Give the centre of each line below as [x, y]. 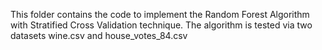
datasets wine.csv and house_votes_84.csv [99, 35]
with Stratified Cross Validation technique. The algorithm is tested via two [161, 25]
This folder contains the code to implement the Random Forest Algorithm [160, 14]
